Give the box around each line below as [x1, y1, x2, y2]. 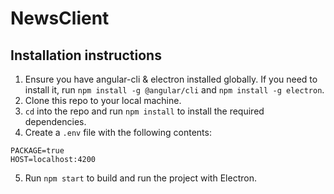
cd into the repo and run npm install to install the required [24, 105, 265, 117]
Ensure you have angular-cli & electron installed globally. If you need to [24, 73, 318, 85]
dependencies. [24, 116, 87, 127]
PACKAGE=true [10, 146, 65, 156]
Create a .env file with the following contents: [24, 127, 212, 138]
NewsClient [10, 7, 110, 30]
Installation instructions [10, 47, 162, 64]
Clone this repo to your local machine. [24, 95, 182, 106]
